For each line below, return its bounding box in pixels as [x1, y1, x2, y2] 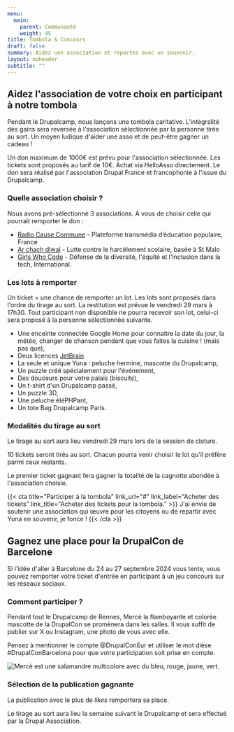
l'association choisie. [7, 479, 68, 487]
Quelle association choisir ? [7, 193, 103, 203]
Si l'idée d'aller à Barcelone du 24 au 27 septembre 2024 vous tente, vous [7, 565, 221, 573]
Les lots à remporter [7, 277, 78, 287]
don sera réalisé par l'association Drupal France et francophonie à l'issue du [7, 169, 227, 177]
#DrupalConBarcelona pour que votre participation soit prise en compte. [7, 649, 215, 657]
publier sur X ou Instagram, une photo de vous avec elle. [7, 628, 170, 636]
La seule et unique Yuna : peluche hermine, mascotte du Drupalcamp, [17, 359, 219, 367]
